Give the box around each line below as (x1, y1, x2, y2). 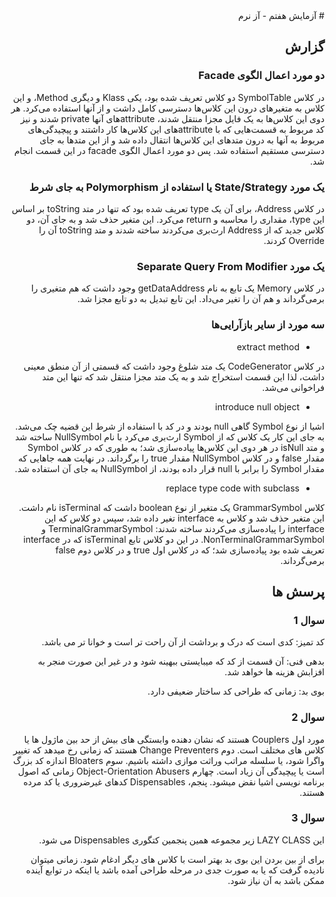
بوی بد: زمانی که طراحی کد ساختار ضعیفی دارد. (147, 685, 325, 698)
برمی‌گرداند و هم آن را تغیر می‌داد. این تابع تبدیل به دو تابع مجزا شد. (77, 293, 325, 305)
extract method (236, 340, 300, 353)
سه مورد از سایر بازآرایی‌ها (210, 318, 325, 332)
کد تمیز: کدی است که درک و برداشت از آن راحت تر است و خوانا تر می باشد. (41, 636, 325, 648)
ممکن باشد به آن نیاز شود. (227, 874, 325, 886)
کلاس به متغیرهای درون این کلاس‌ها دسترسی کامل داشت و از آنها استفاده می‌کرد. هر (10, 102, 325, 114)
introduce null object (215, 400, 300, 413)
